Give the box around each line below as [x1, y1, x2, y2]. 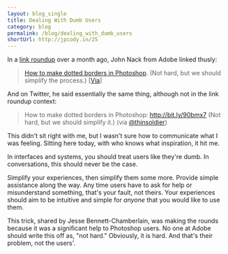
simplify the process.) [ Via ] [24, 76, 102, 84]
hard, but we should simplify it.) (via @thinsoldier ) [24, 118, 167, 126]
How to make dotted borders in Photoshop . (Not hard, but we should [24, 69, 222, 77]
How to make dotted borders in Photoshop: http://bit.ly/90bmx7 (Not [24, 111, 221, 119]
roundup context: [7, 97, 57, 105]
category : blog [7, 23, 52, 30]
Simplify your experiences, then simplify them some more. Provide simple [7, 174, 219, 182]
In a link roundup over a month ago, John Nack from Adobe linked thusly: [7, 55, 218, 63]
